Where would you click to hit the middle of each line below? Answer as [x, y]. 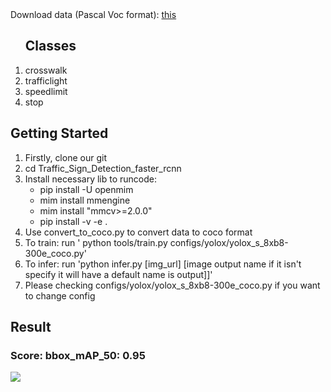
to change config [60, 295]
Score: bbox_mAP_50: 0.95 [78, 355]
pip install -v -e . [73, 221]
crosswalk [46, 70]
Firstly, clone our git [65, 157]
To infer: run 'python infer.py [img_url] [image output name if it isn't [163, 264]
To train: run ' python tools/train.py [96, 242]
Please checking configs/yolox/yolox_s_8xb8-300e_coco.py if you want [172, 285]
